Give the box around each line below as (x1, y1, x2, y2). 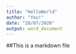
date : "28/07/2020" (6, 20, 55, 26)
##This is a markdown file (6, 42, 70, 49)
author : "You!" (6, 14, 44, 20)
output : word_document (6, 25, 63, 32)
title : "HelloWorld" (6, 8, 58, 15)
